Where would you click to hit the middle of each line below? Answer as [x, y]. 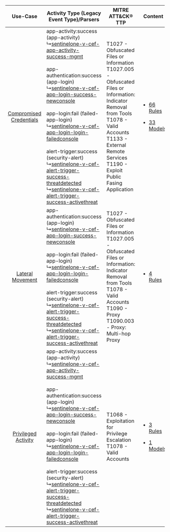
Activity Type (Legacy [74, 13]
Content [153, 16]
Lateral [25, 274]
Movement [25, 280]
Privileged [25, 434]
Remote [116, 151]
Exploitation [121, 421]
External [116, 145]
